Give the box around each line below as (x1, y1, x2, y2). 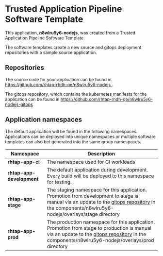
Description (87, 150, 115, 157)
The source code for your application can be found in (5, 76, 112, 82)
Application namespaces (5, 116, 82, 124)
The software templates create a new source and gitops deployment (5, 44, 142, 50)
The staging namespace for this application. (47, 186, 147, 193)
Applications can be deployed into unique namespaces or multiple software (5, 134, 156, 139)
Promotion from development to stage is (47, 192, 139, 199)
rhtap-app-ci (7, 158, 40, 165)
